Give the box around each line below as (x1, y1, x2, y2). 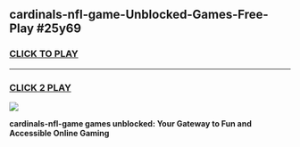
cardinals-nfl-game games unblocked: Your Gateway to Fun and (9, 118, 252, 128)
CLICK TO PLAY (9, 48, 79, 61)
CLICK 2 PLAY (9, 81, 71, 94)
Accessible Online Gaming (9, 127, 110, 138)
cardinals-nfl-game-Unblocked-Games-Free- (9, 7, 270, 22)
